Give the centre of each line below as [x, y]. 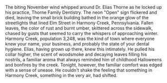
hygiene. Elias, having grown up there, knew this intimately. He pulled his [80, 49]
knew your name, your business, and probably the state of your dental [77, 44]
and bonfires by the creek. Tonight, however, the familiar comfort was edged [84, 65]
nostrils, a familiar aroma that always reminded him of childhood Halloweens [83, 60]
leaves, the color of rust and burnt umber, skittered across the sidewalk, [79, 28]
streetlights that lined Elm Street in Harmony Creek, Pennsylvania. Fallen [79, 23]
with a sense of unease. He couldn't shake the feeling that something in [79, 70]
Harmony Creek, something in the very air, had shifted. [61, 75]
